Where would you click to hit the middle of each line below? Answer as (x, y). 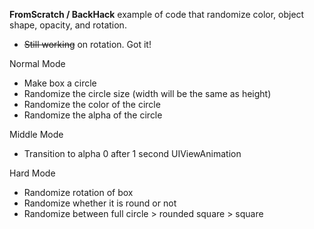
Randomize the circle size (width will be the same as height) (147, 93)
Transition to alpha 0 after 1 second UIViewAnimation (132, 153)
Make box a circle (60, 83)
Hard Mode (32, 173)
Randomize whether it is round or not (100, 203)
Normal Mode (37, 63)
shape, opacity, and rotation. (68, 25)
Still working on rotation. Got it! (87, 44)
